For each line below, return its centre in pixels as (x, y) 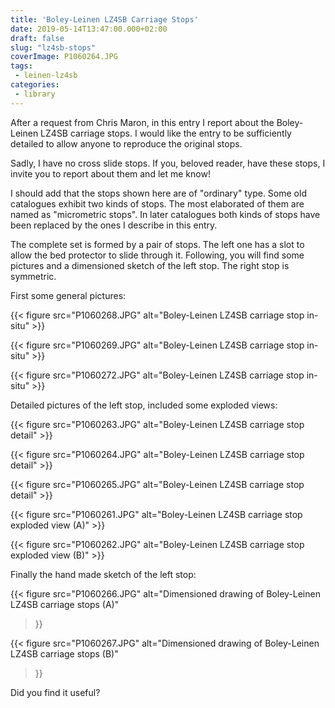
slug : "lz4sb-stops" (53, 47)
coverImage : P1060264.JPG (64, 57)
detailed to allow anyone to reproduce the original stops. (126, 143)
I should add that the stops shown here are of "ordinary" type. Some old (158, 193)
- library (35, 94)
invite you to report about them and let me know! (110, 173)
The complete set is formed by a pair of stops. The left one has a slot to (157, 244)
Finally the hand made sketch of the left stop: (103, 574)
